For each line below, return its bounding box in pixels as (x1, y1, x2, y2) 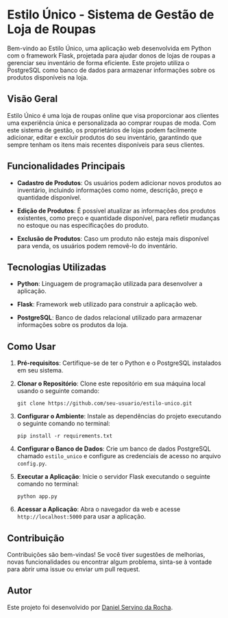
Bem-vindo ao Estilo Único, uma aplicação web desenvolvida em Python (7, 44, 212, 52)
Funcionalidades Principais (7, 161, 125, 172)
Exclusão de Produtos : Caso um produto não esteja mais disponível (16, 234, 209, 243)
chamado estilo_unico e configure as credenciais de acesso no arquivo (16, 452, 221, 460)
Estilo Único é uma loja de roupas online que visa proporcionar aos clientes (7, 111, 219, 119)
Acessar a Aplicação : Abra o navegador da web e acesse (16, 505, 181, 514)
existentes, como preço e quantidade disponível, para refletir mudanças (16, 213, 220, 222)
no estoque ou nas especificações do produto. (16, 221, 149, 229)
